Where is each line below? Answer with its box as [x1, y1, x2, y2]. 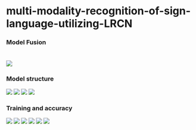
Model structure [6, 75, 54, 83]
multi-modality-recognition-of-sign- [6, 4, 191, 18]
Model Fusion [6, 38, 46, 47]
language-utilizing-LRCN [6, 17, 133, 30]
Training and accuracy [6, 104, 73, 112]
